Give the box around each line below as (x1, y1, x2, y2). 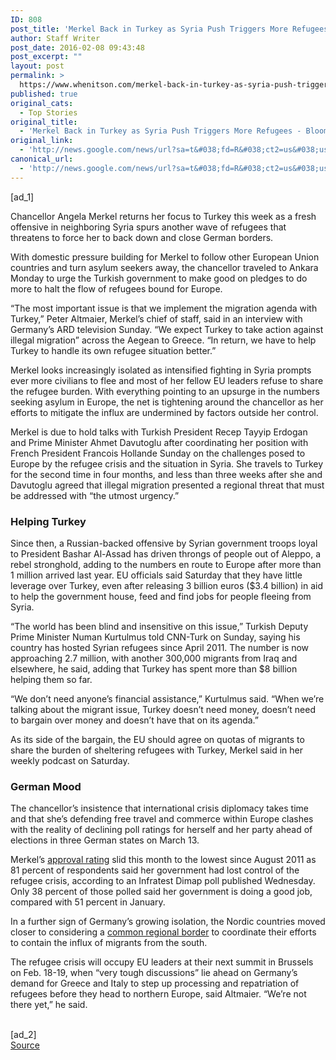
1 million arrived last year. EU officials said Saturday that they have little (10, 569, 303, 581)
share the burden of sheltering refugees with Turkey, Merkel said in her (10, 744, 304, 756)
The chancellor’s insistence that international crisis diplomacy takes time (10, 802, 309, 815)
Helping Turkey (10, 514, 87, 528)
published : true (10, 89, 78, 99)
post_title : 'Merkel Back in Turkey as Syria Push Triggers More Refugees (10, 24, 329, 34)
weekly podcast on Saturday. (10, 754, 130, 766)
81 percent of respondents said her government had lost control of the (10, 864, 300, 876)
